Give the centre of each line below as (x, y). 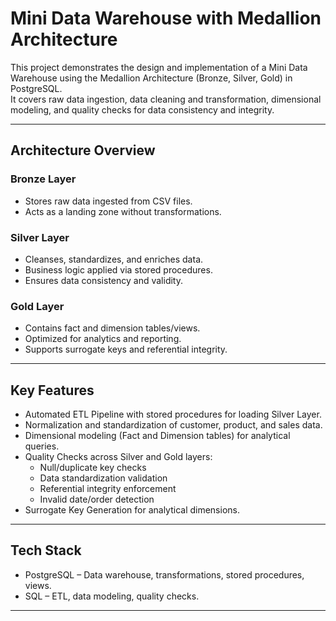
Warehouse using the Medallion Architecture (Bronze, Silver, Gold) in (151, 78)
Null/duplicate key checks (93, 468)
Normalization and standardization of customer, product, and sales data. (173, 425)
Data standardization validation (103, 478)
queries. (42, 446)
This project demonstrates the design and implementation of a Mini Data (159, 67)
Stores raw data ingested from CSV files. (108, 201)
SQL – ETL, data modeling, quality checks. (112, 596)
